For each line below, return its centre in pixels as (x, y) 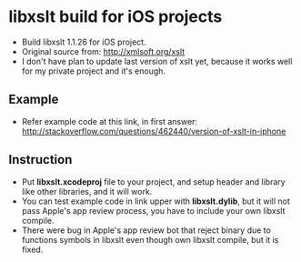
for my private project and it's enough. (93, 71)
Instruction (40, 160)
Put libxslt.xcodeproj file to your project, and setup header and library (153, 181)
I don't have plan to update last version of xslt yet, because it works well (157, 61)
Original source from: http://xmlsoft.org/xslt (103, 51)
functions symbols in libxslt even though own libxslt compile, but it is (150, 239)
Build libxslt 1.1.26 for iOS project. (84, 42)
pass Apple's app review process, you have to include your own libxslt (153, 210)
